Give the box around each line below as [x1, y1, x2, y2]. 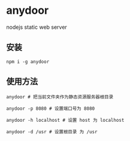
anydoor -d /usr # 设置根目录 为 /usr [6, 128, 98, 135]
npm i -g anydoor [6, 58, 50, 65]
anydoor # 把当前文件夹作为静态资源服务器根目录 [6, 94, 114, 100]
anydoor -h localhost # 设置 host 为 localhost [6, 117, 125, 123]
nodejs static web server [6, 23, 67, 31]
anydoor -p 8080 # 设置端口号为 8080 [6, 106, 95, 112]
